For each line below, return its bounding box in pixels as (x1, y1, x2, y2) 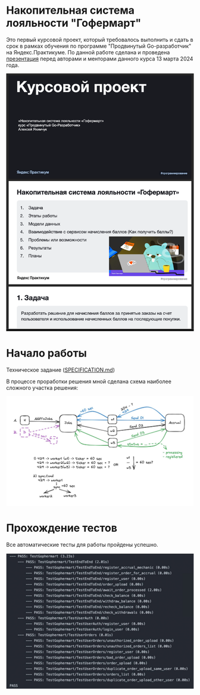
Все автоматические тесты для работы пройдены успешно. (6, 541, 159, 548)
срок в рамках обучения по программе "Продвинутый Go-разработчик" (6, 42, 192, 50)
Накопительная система (6, 4, 135, 17)
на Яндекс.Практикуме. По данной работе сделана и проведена (6, 48, 170, 56)
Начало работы (6, 347, 87, 360)
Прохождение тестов (6, 521, 118, 535)
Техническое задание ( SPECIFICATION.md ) (6, 366, 115, 373)
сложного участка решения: (6, 384, 79, 391)
